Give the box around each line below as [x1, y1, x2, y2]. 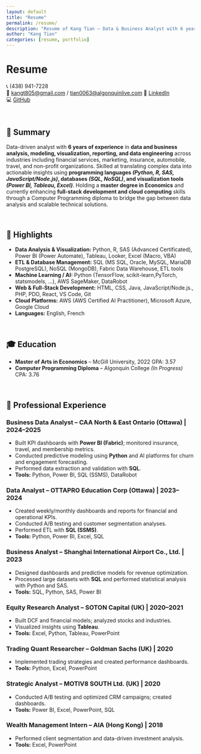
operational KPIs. [14, 514, 57, 521]
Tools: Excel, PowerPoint [14, 741, 77, 748]
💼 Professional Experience [6, 400, 106, 410]
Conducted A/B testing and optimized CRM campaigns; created [14, 693, 172, 701]
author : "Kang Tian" [6, 31, 58, 37]
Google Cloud [14, 303, 49, 310]
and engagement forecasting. [14, 458, 88, 466]
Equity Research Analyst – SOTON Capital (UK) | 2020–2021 [6, 603, 184, 612]
